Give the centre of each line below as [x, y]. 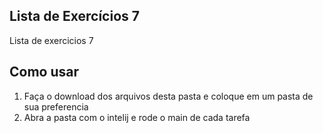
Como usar [44, 72]
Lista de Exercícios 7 [74, 16]
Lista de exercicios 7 [51, 40]
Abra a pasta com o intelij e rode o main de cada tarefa [137, 117]
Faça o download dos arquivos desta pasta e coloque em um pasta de [168, 96]
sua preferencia [56, 106]
